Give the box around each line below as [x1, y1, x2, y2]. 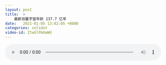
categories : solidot [5, 26, 48, 31]
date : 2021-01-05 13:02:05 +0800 [5, 21, 79, 26]
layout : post [5, 7, 32, 12]
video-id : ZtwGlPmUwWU [5, 30, 52, 35]
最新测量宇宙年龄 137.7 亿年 [14, 16, 67, 21]
